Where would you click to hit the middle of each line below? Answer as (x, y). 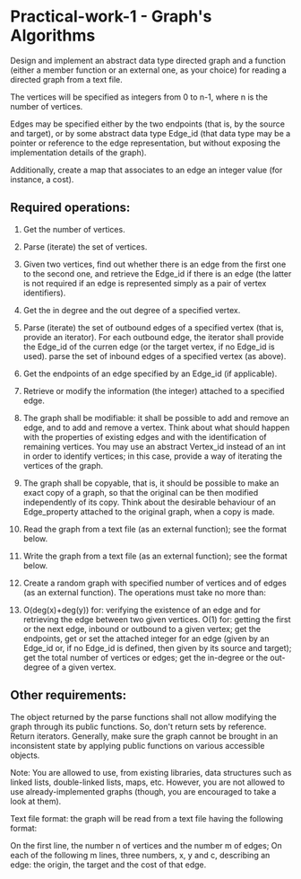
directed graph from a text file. (67, 79)
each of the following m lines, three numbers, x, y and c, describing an (140, 855)
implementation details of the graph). (78, 152)
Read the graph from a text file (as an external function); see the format (155, 529)
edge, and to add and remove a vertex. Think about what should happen (156, 427)
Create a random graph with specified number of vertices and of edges (155, 583)
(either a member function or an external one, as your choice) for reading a (149, 70)
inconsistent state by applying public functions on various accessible (138, 745)
